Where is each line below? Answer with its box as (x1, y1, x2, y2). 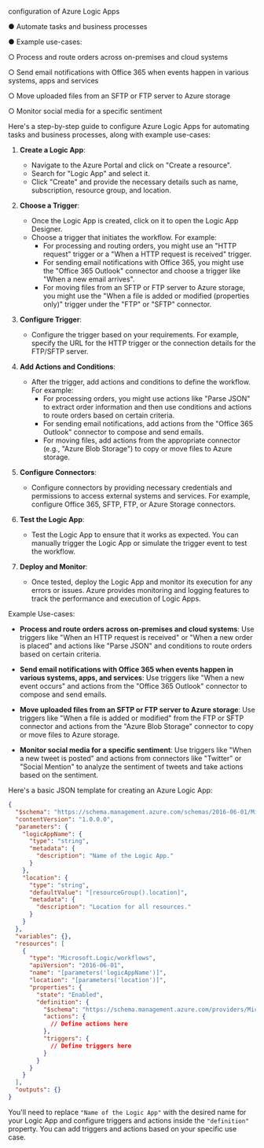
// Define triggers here (49, 1042, 132, 1050)
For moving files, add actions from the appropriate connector (42, 436, 241, 445)
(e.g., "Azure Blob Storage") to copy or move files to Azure (42, 444, 233, 453)
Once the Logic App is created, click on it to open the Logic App (31, 216, 239, 225)
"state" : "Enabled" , (36, 991, 104, 999)
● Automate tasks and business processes (8, 22, 148, 31)
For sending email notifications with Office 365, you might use (42, 258, 244, 267)
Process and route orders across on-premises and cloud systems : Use (19, 624, 255, 634)
